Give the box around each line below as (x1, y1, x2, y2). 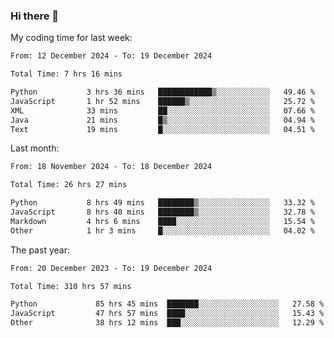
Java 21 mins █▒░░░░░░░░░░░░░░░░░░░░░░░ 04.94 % (10, 115, 315, 125)
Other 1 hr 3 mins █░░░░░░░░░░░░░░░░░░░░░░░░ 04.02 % (10, 225, 315, 236)
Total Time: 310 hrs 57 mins (10, 281, 132, 291)
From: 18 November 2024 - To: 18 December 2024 (10, 162, 213, 172)
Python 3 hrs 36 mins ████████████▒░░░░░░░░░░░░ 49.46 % (10, 87, 315, 98)
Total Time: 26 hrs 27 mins (10, 180, 128, 190)
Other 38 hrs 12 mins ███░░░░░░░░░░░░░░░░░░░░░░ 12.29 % (10, 318, 325, 328)
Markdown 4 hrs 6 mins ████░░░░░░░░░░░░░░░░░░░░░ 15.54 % (10, 216, 315, 226)
